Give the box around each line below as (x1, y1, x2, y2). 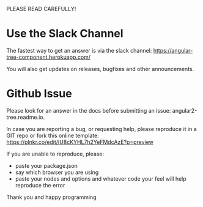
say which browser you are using (15, 168, 99, 176)
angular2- (172, 107, 197, 114)
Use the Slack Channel (6, 27, 124, 40)
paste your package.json (15, 162, 78, 169)
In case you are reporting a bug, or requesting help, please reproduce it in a (6, 125, 197, 132)
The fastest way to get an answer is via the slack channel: (6, 47, 152, 54)
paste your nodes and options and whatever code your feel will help (15, 175, 186, 183)
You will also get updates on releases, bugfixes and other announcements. (6, 65, 194, 72)
